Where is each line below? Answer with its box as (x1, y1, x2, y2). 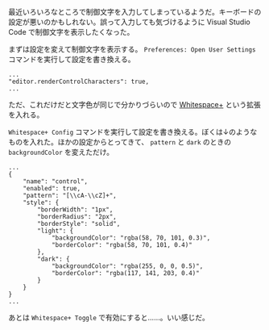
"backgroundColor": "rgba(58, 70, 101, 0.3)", (51, 234, 211, 242)
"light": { (37, 227, 74, 235)
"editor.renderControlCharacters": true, (8, 77, 150, 86)
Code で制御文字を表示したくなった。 (8, 27, 134, 36)
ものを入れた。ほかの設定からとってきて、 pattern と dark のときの (8, 137, 232, 147)
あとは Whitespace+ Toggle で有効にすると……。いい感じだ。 (8, 313, 209, 322)
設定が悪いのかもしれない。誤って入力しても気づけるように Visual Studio (8, 17, 251, 27)
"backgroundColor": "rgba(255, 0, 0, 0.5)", (51, 262, 204, 270)
